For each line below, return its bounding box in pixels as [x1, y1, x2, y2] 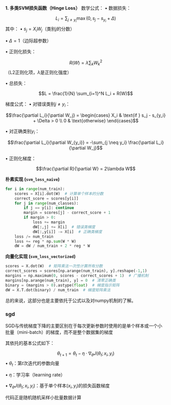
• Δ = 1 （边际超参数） [5, 37, 52, 44]
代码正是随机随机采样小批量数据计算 [5, 394, 82, 401]
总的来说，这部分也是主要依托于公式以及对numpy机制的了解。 [5, 297, 136, 304]
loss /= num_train [14, 234, 54, 239]
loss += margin [32, 220, 65, 225]
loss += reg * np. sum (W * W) [14, 239, 77, 244]
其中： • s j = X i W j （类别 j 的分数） [5, 26, 75, 33]
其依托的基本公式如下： [5, 340, 55, 346]
